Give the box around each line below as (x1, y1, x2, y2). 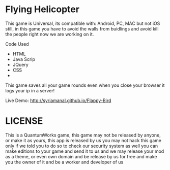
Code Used (5, 41, 29, 47)
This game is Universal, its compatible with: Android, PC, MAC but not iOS (5, 20, 160, 26)
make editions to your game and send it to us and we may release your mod (5, 148, 164, 154)
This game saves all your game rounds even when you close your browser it (5, 82, 165, 88)
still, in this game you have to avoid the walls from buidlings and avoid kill (5, 25, 159, 31)
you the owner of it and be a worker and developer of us (5, 159, 124, 165)
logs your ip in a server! (5, 87, 55, 93)
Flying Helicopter (5, 4, 80, 15)
